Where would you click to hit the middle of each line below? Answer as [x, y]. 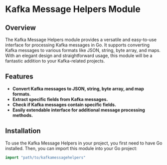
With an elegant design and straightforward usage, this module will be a [79, 55]
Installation [23, 131]
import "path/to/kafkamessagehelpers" [45, 157]
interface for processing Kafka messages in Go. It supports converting [78, 45]
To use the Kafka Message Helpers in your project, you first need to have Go [84, 143]
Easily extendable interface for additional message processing [79, 110]
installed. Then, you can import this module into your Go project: [71, 148]
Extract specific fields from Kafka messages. [60, 99]
